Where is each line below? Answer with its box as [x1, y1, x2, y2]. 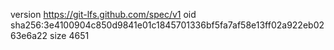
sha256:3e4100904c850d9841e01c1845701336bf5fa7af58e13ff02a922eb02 [10, 19, 325, 31]
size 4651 [49, 30, 90, 41]
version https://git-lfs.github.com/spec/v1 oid [10, 9, 197, 20]
